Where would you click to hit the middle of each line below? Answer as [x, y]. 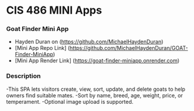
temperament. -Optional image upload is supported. [70, 102]
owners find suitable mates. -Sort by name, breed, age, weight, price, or [95, 95]
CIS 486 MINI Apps [54, 10]
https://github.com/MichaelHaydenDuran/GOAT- [129, 48]
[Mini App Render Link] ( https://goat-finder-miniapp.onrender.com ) [97, 61]
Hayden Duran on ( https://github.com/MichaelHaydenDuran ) [89, 42]
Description [24, 76]
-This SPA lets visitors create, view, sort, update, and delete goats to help [96, 89]
